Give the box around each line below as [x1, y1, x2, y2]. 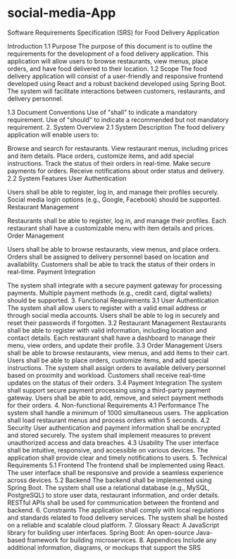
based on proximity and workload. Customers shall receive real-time [7, 371, 206, 379]
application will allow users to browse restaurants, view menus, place [7, 56, 209, 65]
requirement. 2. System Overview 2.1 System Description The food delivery [7, 123, 225, 131]
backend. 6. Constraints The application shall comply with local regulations [7, 505, 225, 514]
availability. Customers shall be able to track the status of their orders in [7, 259, 216, 269]
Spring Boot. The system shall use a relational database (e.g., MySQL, [7, 483, 210, 491]
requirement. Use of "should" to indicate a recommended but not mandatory [7, 115, 229, 124]
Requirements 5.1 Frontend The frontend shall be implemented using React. [7, 460, 225, 469]
